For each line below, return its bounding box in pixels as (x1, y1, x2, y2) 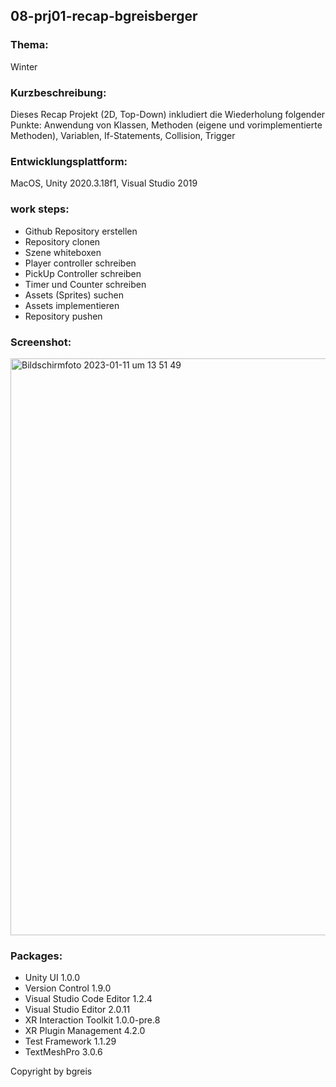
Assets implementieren (24, 299, 120, 311)
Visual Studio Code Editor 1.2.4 (24, 993, 153, 1005)
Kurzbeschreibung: (10, 85, 107, 99)
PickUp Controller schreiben (24, 267, 142, 279)
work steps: (10, 202, 70, 216)
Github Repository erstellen (24, 225, 138, 237)
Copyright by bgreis (10, 1065, 93, 1078)
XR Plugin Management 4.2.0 (24, 1025, 146, 1037)
